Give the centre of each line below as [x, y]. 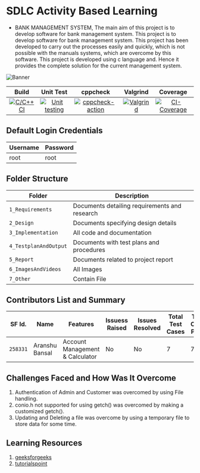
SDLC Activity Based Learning [82, 11]
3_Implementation [34, 232]
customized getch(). [39, 411]
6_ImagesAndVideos [35, 269]
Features [81, 324]
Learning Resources [44, 443]
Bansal [43, 353]
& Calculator [79, 357]
